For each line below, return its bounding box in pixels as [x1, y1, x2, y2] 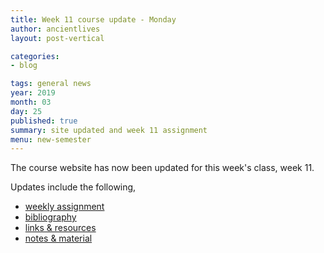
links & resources [24, 222, 97, 234]
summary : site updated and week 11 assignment [10, 125, 208, 135]
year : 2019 [10, 88, 56, 98]
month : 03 [10, 97, 52, 107]
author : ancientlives [10, 24, 101, 34]
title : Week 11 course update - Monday [10, 14, 177, 25]
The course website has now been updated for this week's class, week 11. [10, 162, 315, 174]
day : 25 [10, 106, 43, 116]
